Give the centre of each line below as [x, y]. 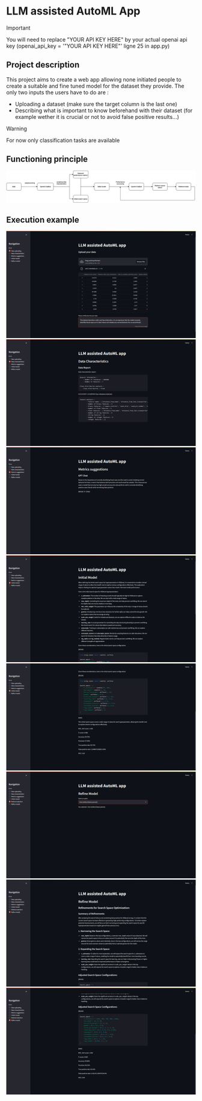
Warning [17, 129]
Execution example [43, 219]
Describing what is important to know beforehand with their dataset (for [104, 110]
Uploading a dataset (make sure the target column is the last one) [96, 104]
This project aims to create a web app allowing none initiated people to [94, 79]
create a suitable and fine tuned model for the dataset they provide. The [95, 86]
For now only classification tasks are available [63, 140]
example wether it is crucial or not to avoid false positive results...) [97, 116]
